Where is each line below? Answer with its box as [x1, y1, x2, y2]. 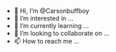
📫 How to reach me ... [13, 37, 79, 45]
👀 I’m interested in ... [13, 14, 74, 22]
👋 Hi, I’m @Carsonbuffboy [13, 7, 90, 15]
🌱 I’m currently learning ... [13, 22, 89, 30]
